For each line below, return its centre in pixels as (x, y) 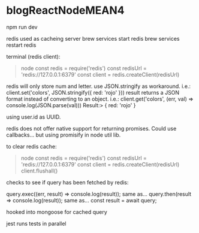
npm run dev (22, 27)
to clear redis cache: (31, 146)
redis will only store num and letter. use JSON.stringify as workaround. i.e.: (98, 86)
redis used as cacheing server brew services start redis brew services (93, 38)
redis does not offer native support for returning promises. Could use (91, 128)
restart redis (21, 45)
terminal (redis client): (33, 56)
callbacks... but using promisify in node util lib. (64, 135)
